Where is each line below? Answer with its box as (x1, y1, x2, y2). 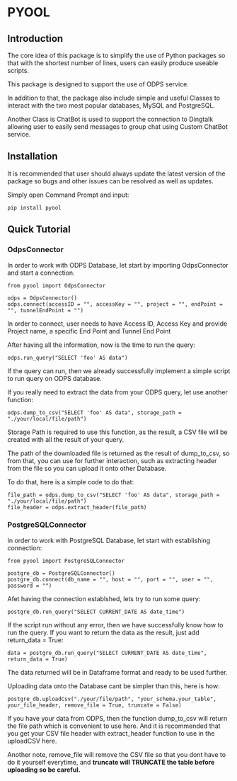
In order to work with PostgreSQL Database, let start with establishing (7, 536, 211, 545)
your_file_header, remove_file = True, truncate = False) (7, 702, 182, 709)
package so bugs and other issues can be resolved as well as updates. (7, 176, 214, 185)
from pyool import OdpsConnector (7, 282, 106, 289)
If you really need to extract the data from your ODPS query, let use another (7, 387, 228, 397)
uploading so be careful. (7, 765, 81, 774)
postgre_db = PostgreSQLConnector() (7, 569, 115, 577)
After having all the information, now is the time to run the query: (7, 341, 196, 349)
